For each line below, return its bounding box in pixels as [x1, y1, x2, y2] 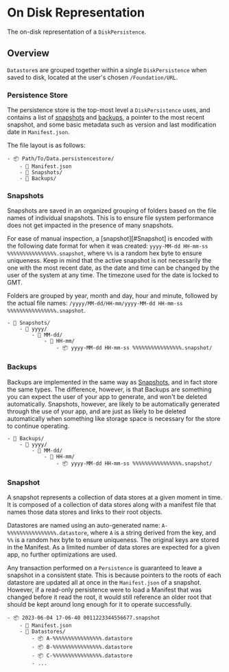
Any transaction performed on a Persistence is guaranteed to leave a [7, 563, 202, 572]
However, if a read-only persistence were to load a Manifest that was [7, 585, 202, 594]
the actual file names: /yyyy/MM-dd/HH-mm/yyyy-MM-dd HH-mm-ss [7, 299, 183, 307]
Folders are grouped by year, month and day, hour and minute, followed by [7, 292, 218, 300]
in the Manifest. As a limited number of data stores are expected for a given [7, 543, 221, 551]
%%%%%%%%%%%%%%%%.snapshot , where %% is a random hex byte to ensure [7, 249, 202, 257]
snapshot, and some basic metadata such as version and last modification [7, 120, 217, 129]
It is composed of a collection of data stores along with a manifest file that [7, 500, 217, 508]
